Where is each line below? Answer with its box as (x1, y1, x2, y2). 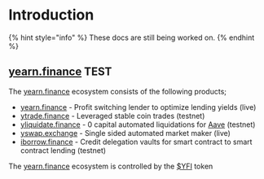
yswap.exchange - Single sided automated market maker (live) (20, 128, 231, 138)
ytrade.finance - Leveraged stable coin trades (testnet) (20, 111, 205, 120)
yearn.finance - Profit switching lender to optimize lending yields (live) (20, 102, 257, 111)
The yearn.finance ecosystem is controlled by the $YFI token (8, 161, 213, 171)
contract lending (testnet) (20, 145, 107, 155)
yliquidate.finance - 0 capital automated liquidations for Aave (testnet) (20, 120, 256, 129)
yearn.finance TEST (8, 65, 112, 79)
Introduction (8, 6, 95, 24)
